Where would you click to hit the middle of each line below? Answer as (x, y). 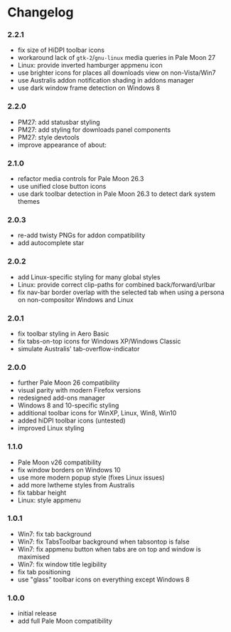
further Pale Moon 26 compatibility (69, 383)
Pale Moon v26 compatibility (59, 462)
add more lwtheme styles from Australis (76, 485)
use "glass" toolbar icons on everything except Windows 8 (103, 579)
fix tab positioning (44, 571)
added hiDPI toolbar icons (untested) (71, 420)
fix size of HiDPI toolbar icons (61, 50)
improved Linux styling (51, 428)
